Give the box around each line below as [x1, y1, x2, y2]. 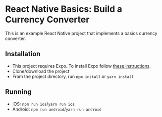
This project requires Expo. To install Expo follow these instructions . [12, 63, 151, 69]
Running [5, 88, 32, 96]
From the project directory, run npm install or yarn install [12, 73, 134, 79]
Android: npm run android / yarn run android [12, 106, 102, 112]
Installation [5, 50, 41, 58]
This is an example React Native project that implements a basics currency [5, 30, 158, 36]
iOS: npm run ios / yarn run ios [12, 101, 75, 107]
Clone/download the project [12, 68, 70, 74]
